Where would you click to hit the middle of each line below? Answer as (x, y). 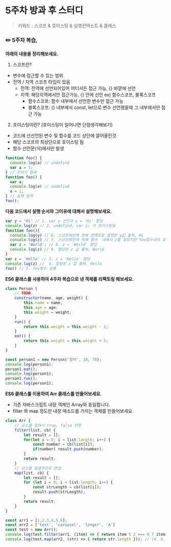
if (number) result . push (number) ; (68, 449)
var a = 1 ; (21, 167)
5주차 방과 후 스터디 (44, 10)
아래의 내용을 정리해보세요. (32, 54)
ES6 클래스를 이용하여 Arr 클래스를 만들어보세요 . (54, 394)
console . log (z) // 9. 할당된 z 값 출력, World (57, 249)
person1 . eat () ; (21, 369)
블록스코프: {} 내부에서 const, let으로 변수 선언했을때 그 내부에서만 (94, 107)
